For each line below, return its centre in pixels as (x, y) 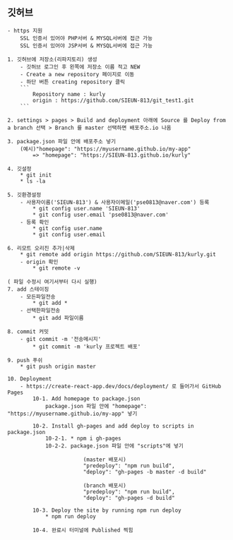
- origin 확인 (39, 262)
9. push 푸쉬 (25, 360)
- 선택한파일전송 (40, 310)
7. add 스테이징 (28, 289)
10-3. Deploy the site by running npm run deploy (107, 510)
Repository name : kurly (69, 94)
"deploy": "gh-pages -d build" (129, 498)
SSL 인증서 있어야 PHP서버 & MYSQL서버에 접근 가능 (86, 38)
